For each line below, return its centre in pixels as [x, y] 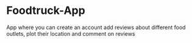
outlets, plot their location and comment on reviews [71, 33]
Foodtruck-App [46, 11]
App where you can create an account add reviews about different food [96, 27]
